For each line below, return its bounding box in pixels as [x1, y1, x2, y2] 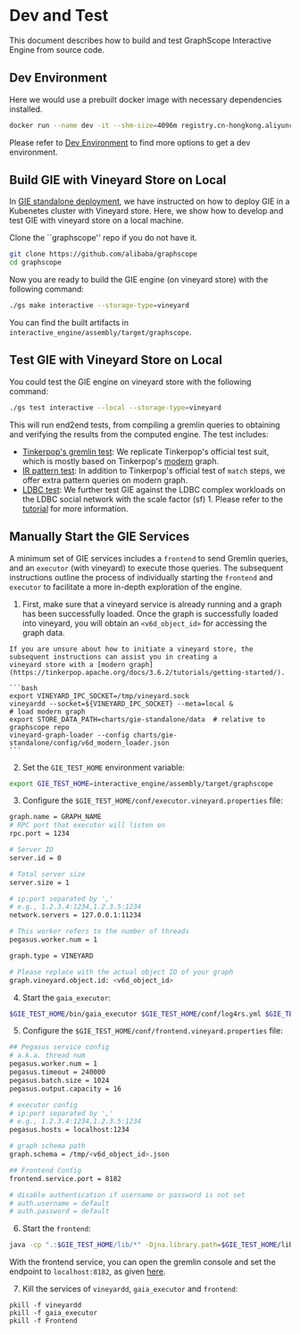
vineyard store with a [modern [9, 660, 126, 669]
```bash [9, 683, 38, 693]
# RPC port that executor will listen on [9, 821, 166, 830]
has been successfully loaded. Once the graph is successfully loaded [21, 608, 279, 619]
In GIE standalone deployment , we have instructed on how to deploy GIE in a [9, 196, 290, 207]
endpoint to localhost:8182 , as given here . [9, 1266, 166, 1277]
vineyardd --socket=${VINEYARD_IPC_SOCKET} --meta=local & [9, 699, 234, 708]
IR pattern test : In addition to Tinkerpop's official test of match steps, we [21, 465, 286, 476]
